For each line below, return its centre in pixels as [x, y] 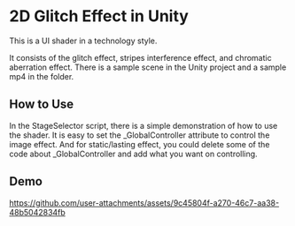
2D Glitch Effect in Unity [99, 16]
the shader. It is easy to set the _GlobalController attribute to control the [140, 135]
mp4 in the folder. [42, 76]
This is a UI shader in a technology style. [83, 41]
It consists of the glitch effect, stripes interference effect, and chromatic [140, 57]
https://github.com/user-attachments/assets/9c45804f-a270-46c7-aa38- [144, 203]
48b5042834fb [38, 212]
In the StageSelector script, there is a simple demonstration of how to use [144, 125]
